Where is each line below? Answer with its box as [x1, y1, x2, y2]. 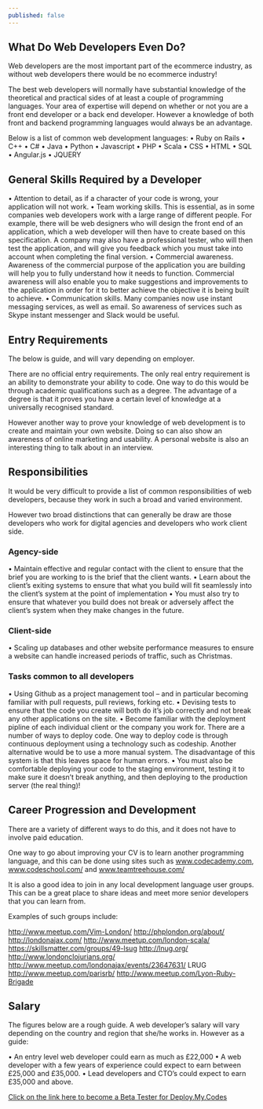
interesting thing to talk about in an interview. [8, 443, 154, 452]
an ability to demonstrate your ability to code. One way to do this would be [8, 378, 249, 387]
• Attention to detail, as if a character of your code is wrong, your [8, 194, 219, 203]
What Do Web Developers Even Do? [8, 41, 186, 54]
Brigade [8, 976, 34, 986]
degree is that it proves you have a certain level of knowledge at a [8, 394, 221, 404]
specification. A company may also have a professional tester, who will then [8, 235, 254, 245]
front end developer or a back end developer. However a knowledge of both [8, 110, 254, 119]
